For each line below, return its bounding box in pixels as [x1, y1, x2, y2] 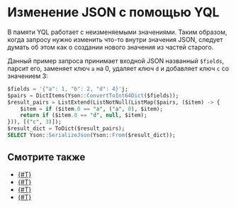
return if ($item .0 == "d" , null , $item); [20, 111, 147, 119]
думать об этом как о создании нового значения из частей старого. [7, 43, 214, 51]
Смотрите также [7, 151, 86, 163]
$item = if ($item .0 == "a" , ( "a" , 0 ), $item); [20, 105, 163, 112]
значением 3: [7, 72, 48, 80]
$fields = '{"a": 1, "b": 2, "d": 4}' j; [7, 85, 129, 92]
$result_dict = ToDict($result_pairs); [7, 125, 125, 132]
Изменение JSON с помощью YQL [7, 4, 220, 21]
